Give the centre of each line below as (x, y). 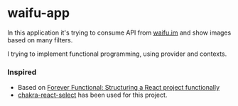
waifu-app (38, 13)
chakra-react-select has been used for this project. (92, 95)
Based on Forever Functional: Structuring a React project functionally (119, 88)
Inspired (22, 72)
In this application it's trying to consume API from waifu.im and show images (119, 33)
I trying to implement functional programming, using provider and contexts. (117, 54)
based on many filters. (40, 40)
